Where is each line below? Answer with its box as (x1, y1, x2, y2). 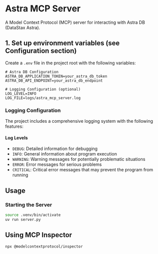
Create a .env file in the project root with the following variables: (5, 60, 136, 66)
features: (5, 123, 24, 129)
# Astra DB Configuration (5, 69, 58, 74)
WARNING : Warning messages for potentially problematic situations (12, 156, 146, 162)
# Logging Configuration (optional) (5, 87, 81, 92)
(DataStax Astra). (5, 24, 41, 30)
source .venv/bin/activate (5, 212, 61, 217)
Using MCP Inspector (5, 231, 72, 239)
